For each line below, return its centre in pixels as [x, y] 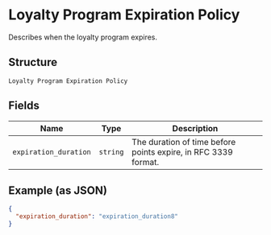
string [111, 152]
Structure [33, 62]
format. [146, 162]
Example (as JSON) [58, 190]
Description [195, 128]
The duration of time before [184, 142]
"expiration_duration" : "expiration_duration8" [97, 216]
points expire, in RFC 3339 [183, 152]
